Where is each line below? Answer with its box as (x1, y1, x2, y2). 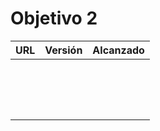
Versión (44, 43, 83, 57)
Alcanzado (92, 43, 145, 57)
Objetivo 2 (10, 7, 98, 30)
